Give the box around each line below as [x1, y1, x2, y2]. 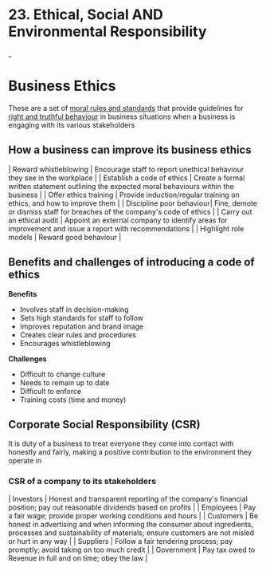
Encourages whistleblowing [19, 338, 111, 348]
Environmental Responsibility [8, 22, 207, 41]
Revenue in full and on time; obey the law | [8, 553, 148, 563]
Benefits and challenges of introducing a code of [8, 255, 255, 269]
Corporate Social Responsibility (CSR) [8, 417, 201, 431]
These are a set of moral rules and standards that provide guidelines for [8, 103, 244, 112]
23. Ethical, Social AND [8, 6, 163, 24]
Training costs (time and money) [19, 395, 127, 404]
